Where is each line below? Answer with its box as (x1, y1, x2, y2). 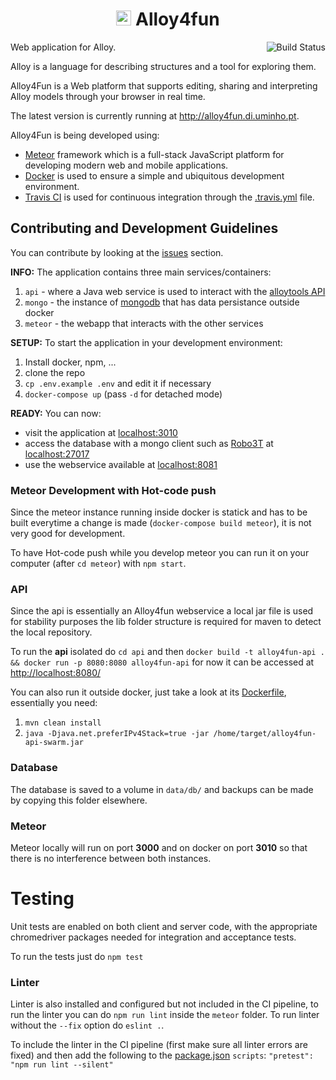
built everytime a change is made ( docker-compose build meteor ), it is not (10, 517, 312, 529)
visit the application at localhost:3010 (24, 426, 178, 438)
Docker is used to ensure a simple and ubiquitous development (24, 169, 285, 182)
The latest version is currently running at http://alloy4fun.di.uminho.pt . (10, 109, 300, 122)
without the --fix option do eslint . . (10, 1019, 165, 1032)
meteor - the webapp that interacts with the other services (24, 317, 264, 329)
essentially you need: (10, 697, 98, 709)
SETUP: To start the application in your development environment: (10, 336, 283, 348)
